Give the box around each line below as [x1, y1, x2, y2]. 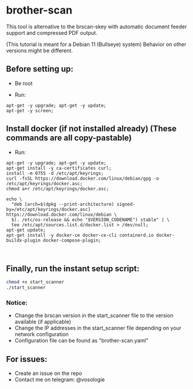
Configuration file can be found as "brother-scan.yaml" [14, 337, 149, 344]
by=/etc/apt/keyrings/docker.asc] [6, 206, 91, 212]
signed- [117, 201, 135, 207]
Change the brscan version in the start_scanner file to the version [14, 312, 174, 319]
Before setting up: [6, 64, 74, 74]
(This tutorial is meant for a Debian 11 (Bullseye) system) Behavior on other [6, 41, 187, 48]
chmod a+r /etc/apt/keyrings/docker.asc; [6, 186, 109, 192]
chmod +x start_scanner [6, 279, 65, 285]
